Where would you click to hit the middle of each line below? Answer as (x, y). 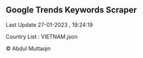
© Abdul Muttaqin (28, 48)
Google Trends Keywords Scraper (71, 10)
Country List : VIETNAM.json (42, 37)
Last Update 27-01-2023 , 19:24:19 (49, 24)
